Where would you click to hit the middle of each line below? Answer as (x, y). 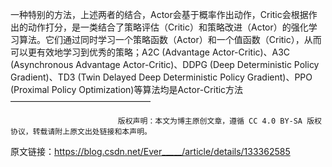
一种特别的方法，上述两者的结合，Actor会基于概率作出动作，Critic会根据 (159, 14)
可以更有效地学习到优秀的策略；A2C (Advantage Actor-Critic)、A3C (150, 52)
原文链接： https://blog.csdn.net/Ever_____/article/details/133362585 (150, 151)
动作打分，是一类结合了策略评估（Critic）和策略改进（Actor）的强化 (168, 27)
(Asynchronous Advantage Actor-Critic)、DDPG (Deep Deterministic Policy (165, 64)
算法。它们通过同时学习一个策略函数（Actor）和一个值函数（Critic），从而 (170, 39)
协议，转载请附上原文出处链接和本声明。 (81, 132)
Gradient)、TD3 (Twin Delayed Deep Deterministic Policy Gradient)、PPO (161, 77)
